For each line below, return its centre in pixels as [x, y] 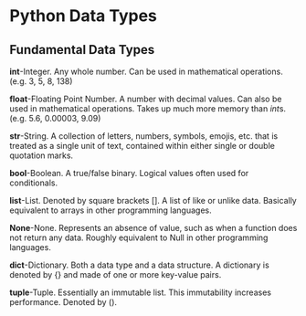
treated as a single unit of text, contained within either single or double [142, 146]
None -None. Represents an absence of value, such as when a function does [153, 228]
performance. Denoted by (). [63, 302]
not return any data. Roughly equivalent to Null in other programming [139, 237]
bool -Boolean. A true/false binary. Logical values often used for [129, 173]
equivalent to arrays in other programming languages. [111, 210]
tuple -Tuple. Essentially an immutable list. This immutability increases [141, 292]
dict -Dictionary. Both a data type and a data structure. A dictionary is [139, 265]
